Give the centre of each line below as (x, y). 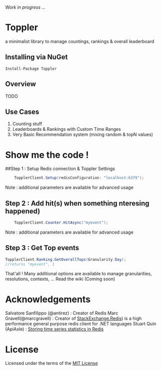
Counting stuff (27, 124)
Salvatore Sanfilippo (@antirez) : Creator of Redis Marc (62, 313)
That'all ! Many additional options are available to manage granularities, (78, 274)
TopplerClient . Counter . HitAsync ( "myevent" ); (61, 223)
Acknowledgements (48, 299)
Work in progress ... (25, 7)
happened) (23, 211)
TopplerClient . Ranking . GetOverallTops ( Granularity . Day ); (66, 259)
